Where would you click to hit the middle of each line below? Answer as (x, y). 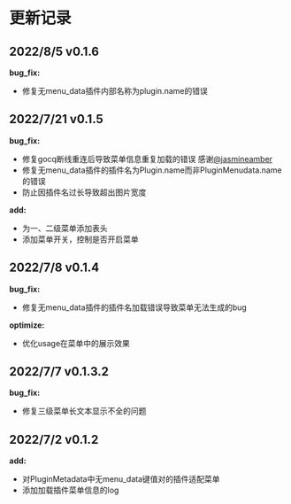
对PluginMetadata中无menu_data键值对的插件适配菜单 (121, 479)
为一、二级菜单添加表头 (65, 228)
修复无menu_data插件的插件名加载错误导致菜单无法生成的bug (134, 307)
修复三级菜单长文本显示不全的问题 (84, 411)
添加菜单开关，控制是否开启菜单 (80, 239)
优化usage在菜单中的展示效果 (76, 343)
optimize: (27, 325)
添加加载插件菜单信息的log (70, 490)
